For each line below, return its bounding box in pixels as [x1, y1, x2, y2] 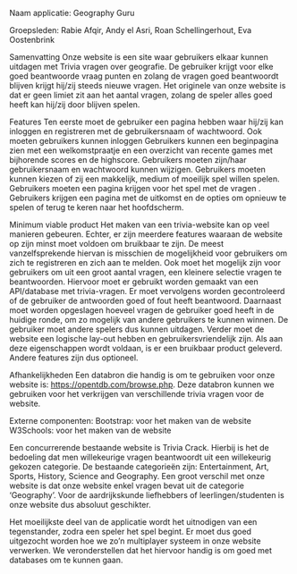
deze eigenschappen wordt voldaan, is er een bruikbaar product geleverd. [9, 343, 283, 353]
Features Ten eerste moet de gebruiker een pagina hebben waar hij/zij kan [9, 116, 284, 127]
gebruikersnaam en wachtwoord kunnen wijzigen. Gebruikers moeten [9, 165, 267, 174]
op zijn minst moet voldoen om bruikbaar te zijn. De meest [9, 239, 225, 249]
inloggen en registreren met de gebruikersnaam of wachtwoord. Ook [9, 126, 262, 137]
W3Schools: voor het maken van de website [9, 425, 172, 435]
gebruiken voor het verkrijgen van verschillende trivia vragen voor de [9, 389, 265, 399]
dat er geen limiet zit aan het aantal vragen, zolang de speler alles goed [9, 89, 273, 100]
